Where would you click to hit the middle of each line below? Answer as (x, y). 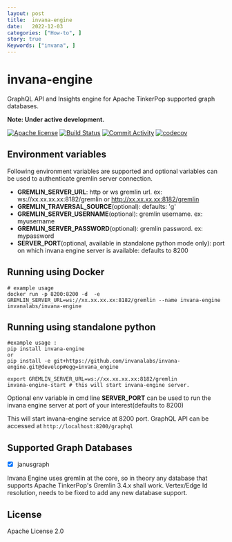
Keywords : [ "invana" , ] (41, 46)
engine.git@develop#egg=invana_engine (63, 367)
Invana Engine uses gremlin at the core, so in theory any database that (107, 478)
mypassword (36, 236)
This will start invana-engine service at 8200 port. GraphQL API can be (108, 419)
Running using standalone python (81, 327)
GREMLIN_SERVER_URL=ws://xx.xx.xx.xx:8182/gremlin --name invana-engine (114, 300)
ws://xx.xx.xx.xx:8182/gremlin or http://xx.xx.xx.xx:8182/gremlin (108, 199)
